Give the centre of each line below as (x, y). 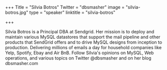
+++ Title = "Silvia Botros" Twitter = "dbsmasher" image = (65, 7)
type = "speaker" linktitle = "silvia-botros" (72, 12)
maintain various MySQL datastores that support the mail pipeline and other (83, 37)
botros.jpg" (17, 12)
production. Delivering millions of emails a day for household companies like (83, 47)
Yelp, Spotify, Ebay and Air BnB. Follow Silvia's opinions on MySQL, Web (80, 53)
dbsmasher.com (22, 63)
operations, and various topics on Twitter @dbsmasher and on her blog (78, 58)
